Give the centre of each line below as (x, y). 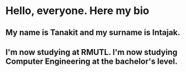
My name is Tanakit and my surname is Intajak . (93, 32)
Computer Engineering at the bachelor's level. (92, 61)
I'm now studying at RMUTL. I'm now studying (92, 52)
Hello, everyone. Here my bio (77, 11)
